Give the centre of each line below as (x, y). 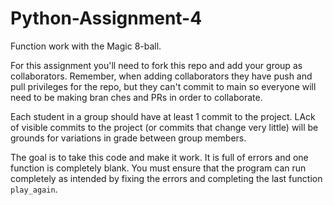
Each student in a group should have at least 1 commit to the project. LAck (163, 116)
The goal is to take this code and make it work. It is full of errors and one (159, 157)
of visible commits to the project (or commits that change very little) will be (164, 127)
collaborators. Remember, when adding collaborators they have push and (161, 76)
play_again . (34, 189)
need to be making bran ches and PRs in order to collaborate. (136, 97)
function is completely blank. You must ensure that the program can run (158, 168)
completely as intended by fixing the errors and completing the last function (166, 178)
